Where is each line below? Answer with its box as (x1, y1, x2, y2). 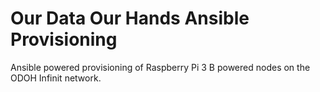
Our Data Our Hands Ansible (10, 7, 250, 30)
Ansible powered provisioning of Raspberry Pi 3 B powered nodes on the (10, 61, 311, 73)
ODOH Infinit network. (10, 72, 102, 84)
